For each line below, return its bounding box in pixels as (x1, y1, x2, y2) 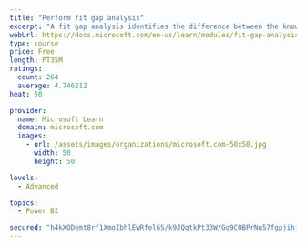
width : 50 (33, 149, 71, 158)
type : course (9, 38, 59, 48)
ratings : (9, 65, 43, 74)
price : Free (9, 47, 55, 56)
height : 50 (33, 157, 76, 166)
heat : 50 (9, 89, 43, 98)
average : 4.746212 (17, 81, 88, 90)
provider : (9, 106, 47, 115)
